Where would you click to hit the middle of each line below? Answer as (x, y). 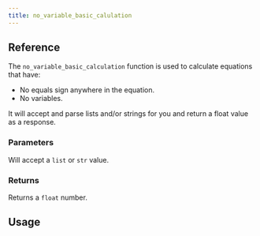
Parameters (31, 143)
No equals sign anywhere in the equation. (87, 90)
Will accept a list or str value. (58, 159)
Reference (34, 48)
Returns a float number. (48, 197)
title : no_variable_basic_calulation (70, 15)
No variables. (41, 99)
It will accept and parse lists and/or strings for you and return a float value (128, 114)
